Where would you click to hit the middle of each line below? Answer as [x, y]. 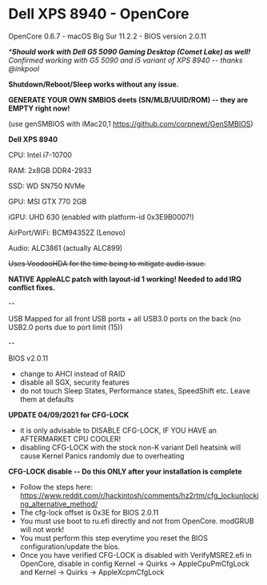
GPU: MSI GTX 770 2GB [48, 201]
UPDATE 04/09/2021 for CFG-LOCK [69, 414]
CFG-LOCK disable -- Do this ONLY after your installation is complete [125, 471]
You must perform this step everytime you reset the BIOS [114, 538]
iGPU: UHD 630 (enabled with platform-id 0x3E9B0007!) [101, 216]
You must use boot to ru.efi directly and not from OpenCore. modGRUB [137, 521]
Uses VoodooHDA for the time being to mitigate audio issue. [107, 263]
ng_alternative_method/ [59, 504]
